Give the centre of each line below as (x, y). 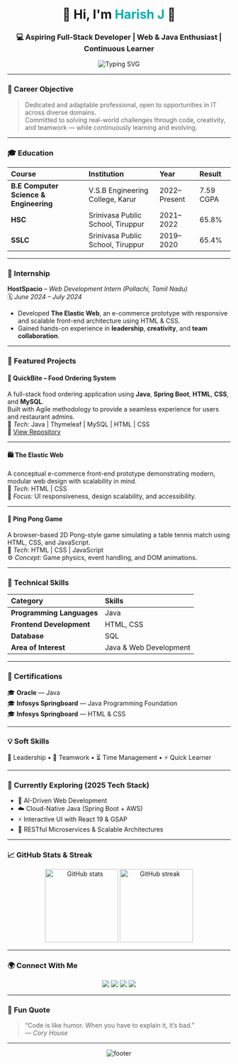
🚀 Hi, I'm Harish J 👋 (119, 15)
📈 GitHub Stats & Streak (50, 855)
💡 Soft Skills (28, 741)
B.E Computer (35, 186)
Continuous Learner (119, 49)
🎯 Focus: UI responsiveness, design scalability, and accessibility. (102, 496)
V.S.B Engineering (118, 190)
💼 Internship (29, 273)
